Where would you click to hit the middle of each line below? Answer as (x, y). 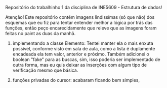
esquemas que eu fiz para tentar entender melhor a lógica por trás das (79, 23)
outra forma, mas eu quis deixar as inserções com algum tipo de (79, 65)
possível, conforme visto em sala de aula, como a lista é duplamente (84, 49)
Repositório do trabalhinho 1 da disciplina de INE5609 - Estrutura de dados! (84, 7)
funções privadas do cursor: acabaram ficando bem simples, (76, 80)
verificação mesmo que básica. (45, 70)
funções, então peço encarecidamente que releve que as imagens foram (81, 28)
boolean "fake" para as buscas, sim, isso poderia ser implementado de (86, 60)
